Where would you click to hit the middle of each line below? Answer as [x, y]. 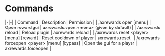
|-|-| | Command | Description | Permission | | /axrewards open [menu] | [78, 22]
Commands [29, 9]
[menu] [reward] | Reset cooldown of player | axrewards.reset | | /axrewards [82, 38]
